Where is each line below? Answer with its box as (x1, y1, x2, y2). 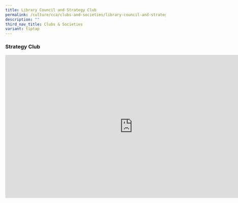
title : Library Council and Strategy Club (5, 7, 97, 13)
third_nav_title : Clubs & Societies (5, 21, 83, 27)
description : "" (5, 17, 40, 22)
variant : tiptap (5, 26, 40, 32)
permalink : (5, 12, 28, 17)
